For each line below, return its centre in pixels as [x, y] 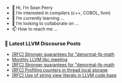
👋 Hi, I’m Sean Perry [32, 8]
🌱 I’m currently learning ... [38, 18]
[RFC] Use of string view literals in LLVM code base [64, 75]
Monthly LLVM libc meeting [40, 60]
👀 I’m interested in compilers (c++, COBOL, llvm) [61, 13]
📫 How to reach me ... [35, 29]
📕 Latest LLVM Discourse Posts [43, 43]
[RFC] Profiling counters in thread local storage [60, 70]
